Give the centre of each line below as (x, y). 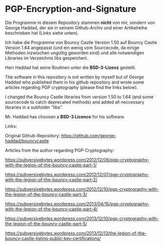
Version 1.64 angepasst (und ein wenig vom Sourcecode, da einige (72, 47)
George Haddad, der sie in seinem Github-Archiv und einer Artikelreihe (76, 27)
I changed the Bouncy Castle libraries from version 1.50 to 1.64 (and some (79, 97)
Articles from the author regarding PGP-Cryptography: (60, 150)
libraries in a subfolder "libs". (34, 107)
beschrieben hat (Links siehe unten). (42, 33)
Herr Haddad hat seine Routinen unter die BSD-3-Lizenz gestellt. (71, 67)
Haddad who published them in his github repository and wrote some (75, 82)
